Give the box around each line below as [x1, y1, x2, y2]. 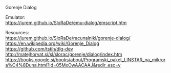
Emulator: [5, 14, 26, 20]
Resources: [5, 30, 29, 35]
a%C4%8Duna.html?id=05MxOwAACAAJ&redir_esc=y [5, 62, 121, 68]
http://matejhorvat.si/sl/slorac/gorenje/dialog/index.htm [5, 51, 122, 57]
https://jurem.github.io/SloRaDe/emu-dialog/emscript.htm [5, 20, 127, 26]
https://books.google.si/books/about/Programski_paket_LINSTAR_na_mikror [5, 57, 166, 63]
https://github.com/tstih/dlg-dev [5, 46, 73, 52]
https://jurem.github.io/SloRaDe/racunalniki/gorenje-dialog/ [5, 35, 131, 41]
